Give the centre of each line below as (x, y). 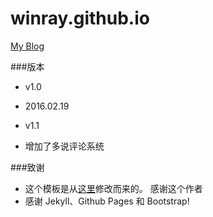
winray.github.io (80, 18)
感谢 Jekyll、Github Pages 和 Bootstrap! (107, 201)
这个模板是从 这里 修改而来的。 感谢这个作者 (113, 188)
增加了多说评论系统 (64, 146)
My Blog (27, 46)
